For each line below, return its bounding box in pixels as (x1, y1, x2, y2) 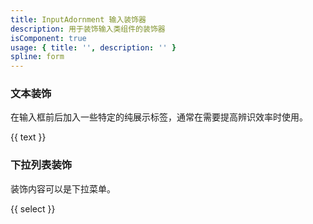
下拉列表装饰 (10, 158, 73, 172)
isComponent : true (10, 33, 87, 43)
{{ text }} (10, 131, 47, 143)
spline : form (10, 52, 65, 62)
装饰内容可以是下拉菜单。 (10, 182, 116, 195)
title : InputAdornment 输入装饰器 (10, 14, 147, 25)
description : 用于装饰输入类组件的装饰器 (10, 24, 166, 34)
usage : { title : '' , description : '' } (10, 42, 177, 53)
